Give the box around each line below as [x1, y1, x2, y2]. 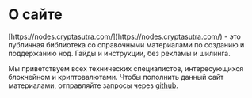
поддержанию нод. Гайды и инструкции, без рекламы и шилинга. [8, 48, 231, 58]
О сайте [8, 6, 63, 24]
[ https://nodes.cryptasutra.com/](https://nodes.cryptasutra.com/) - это [8, 32, 242, 41]
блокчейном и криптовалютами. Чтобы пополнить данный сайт [8, 72, 224, 81]
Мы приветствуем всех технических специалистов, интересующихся [8, 63, 244, 73]
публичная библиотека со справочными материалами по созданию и [8, 40, 245, 49]
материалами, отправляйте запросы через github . [8, 81, 178, 90]
